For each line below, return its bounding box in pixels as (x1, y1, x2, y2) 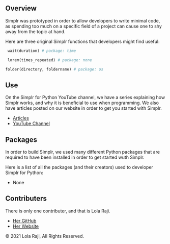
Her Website (12, 223, 39, 229)
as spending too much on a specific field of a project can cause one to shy (5, 23, 162, 29)
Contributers (5, 194, 47, 203)
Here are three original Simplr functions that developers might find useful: (5, 38, 160, 44)
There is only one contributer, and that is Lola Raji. (5, 208, 110, 214)
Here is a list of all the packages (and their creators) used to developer (5, 164, 154, 170)
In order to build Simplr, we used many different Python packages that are (5, 149, 160, 155)
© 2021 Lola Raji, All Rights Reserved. (5, 233, 84, 239)
